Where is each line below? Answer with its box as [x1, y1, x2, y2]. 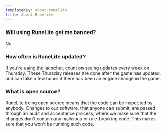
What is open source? [5, 88, 61, 95]
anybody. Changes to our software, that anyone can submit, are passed [5, 105, 156, 111]
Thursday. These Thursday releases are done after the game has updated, [5, 70, 161, 76]
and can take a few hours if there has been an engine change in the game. [5, 76, 161, 82]
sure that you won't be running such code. [5, 121, 94, 127]
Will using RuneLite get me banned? [5, 29, 96, 36]
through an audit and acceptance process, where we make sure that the [5, 110, 157, 117]
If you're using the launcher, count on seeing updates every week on [5, 64, 149, 71]
